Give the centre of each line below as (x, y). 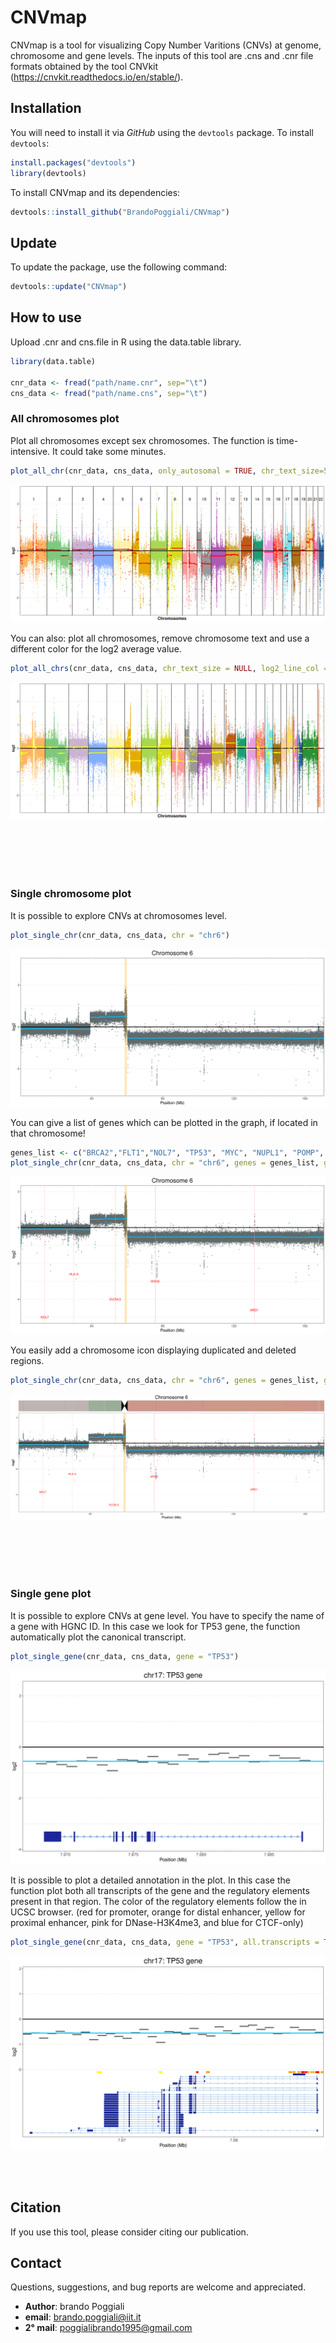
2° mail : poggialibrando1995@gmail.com (108, 2328)
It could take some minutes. (109, 451)
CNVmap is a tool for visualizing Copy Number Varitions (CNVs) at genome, (166, 45)
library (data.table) (53, 361)
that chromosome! (48, 1133)
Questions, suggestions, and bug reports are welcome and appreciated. (158, 2287)
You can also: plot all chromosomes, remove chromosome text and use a (160, 638)
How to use (46, 317)
